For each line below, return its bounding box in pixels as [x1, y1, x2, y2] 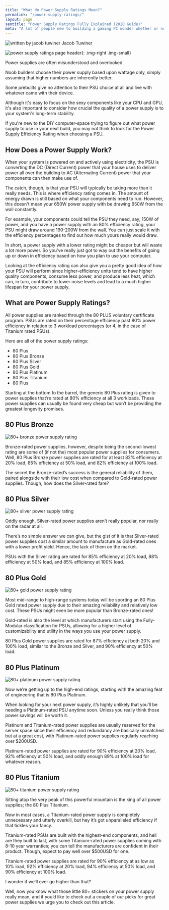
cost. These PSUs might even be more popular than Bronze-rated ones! [5, 608, 154, 614]
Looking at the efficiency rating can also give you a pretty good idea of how [5, 262, 162, 268]
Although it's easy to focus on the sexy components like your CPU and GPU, [5, 99, 163, 106]
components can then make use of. [5, 175, 78, 181]
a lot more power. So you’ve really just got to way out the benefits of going [5, 247, 160, 253]
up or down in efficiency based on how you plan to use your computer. [5, 252, 152, 259]
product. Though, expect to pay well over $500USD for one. [5, 848, 130, 854]
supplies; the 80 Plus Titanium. [5, 801, 69, 808]
